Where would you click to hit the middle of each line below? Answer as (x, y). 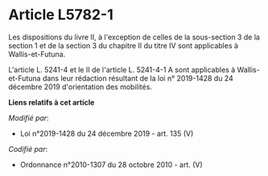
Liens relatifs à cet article (52, 102)
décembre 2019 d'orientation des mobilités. (80, 87)
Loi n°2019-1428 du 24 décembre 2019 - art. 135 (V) (107, 133)
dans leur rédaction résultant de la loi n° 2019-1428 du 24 (138, 78)
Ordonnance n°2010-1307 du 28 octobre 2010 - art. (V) (111, 164)
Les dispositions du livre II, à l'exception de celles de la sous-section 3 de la (134, 37)
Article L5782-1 (61, 15)
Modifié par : (29, 117)
